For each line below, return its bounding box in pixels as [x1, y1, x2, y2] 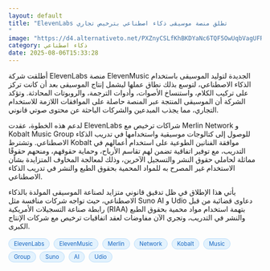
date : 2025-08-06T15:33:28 [8, 49, 99, 57]
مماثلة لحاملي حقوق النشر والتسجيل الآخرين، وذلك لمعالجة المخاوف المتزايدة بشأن [8, 155, 256, 164]
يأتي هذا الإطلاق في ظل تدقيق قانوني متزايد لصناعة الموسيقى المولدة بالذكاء [8, 188, 236, 196]
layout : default [8, 11, 63, 20]
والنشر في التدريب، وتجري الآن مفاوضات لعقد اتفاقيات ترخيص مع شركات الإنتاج [8, 213, 246, 222]
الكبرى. [8, 221, 31, 231]
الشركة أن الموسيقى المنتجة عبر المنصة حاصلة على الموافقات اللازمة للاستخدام [8, 97, 246, 106]
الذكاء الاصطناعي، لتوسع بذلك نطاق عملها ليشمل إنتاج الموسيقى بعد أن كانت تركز [8, 79, 252, 89]
